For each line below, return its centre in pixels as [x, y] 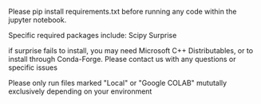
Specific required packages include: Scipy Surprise [93, 35]
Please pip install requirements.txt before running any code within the [123, 12]
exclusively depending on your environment [80, 91]
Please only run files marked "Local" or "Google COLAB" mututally [118, 83]
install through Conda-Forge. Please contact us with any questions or [122, 59]
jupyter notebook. [38, 20]
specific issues [33, 67]
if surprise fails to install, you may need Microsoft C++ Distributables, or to [131, 50]
